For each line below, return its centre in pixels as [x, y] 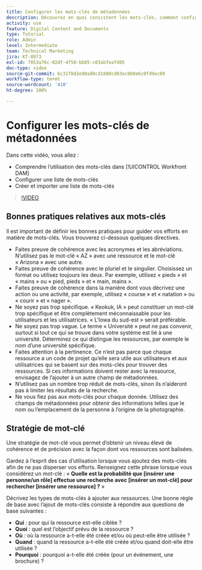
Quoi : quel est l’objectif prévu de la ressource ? [74, 529]
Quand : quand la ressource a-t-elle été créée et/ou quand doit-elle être [104, 542]
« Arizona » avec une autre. [49, 262]
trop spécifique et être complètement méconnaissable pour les [93, 313]
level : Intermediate [32, 46]
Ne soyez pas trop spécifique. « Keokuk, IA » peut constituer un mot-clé [104, 307]
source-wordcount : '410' [37, 85]
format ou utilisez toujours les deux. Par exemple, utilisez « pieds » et [101, 274]
